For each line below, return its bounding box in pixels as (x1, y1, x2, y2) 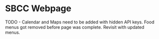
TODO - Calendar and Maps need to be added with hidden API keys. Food (5, 19, 155, 25)
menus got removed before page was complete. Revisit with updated (5, 24, 145, 30)
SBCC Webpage (5, 3, 72, 14)
